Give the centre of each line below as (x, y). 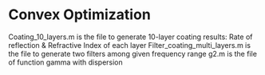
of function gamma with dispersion (66, 62)
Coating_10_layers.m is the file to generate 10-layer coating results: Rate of (131, 37)
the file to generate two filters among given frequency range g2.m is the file (133, 53)
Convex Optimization (80, 15)
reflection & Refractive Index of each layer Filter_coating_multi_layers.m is (130, 45)
